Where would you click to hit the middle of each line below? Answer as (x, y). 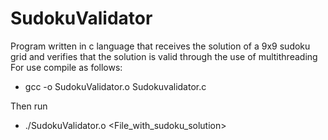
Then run (29, 106)
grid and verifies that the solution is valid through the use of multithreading (164, 56)
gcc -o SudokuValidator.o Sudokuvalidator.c (115, 86)
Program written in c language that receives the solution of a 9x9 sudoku (160, 46)
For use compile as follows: (66, 67)
